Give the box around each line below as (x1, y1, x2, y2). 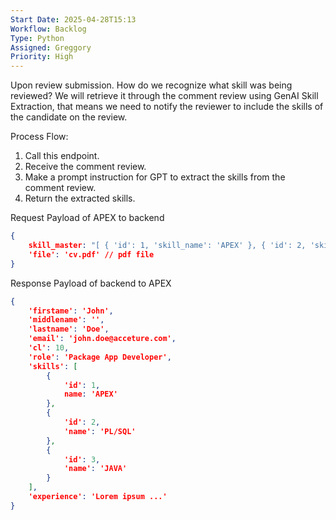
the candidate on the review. (10, 111, 128, 123)
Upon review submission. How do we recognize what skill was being (10, 79, 293, 91)
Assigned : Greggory (10, 42, 92, 53)
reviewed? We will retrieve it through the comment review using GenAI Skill (10, 90, 319, 102)
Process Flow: (10, 131, 69, 143)
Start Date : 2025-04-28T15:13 (10, 14, 137, 25)
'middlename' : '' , (28, 315, 105, 325)
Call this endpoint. (24, 150, 100, 162)
